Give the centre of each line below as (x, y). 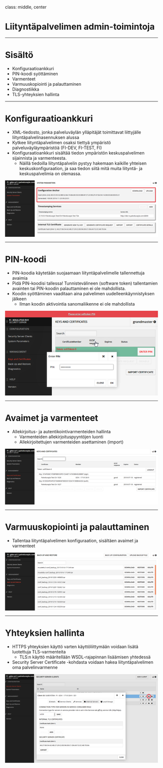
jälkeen (19, 299)
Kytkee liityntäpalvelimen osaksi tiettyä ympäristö (61, 142)
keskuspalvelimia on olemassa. (50, 173)
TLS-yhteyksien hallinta (36, 94)
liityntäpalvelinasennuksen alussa (46, 137)
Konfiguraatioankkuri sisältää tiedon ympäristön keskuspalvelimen (78, 153)
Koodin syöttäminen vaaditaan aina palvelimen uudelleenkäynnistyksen (83, 293)
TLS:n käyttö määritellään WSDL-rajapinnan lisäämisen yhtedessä (85, 657)
